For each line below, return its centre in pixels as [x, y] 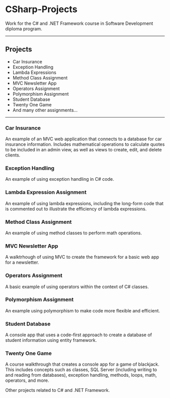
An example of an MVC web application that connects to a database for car [83, 139]
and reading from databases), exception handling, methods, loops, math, [81, 375]
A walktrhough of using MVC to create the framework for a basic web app [82, 257]
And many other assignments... [45, 110]
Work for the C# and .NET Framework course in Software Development [79, 23]
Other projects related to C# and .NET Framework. [58, 390]
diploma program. [24, 28]
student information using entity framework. [51, 340]
